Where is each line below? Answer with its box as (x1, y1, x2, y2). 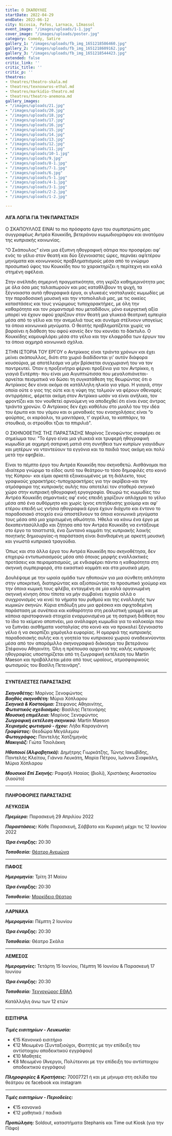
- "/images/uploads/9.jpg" (5, 156, 63, 161)
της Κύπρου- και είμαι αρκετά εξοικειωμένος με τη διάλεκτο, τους (5, 472, 147, 478)
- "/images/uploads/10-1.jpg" (5, 151, 70, 156)
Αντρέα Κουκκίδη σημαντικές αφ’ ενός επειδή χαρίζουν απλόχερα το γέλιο (5, 494, 166, 501)
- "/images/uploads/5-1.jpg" (5, 175, 68, 180)
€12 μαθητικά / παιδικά (12, 1109, 62, 1115)
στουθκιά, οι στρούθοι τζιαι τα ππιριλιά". (5, 420, 92, 426)
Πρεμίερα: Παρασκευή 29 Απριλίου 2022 (5, 813, 94, 820)
